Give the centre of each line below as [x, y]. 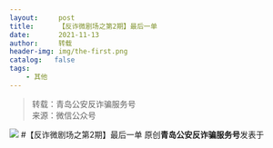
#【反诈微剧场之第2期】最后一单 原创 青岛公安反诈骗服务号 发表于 [142, 134]
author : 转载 [41, 43]
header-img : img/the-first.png [69, 52]
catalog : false [42, 60]
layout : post [42, 18]
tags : [20, 69]
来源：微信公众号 [64, 115]
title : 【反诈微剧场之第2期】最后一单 [83, 26]
